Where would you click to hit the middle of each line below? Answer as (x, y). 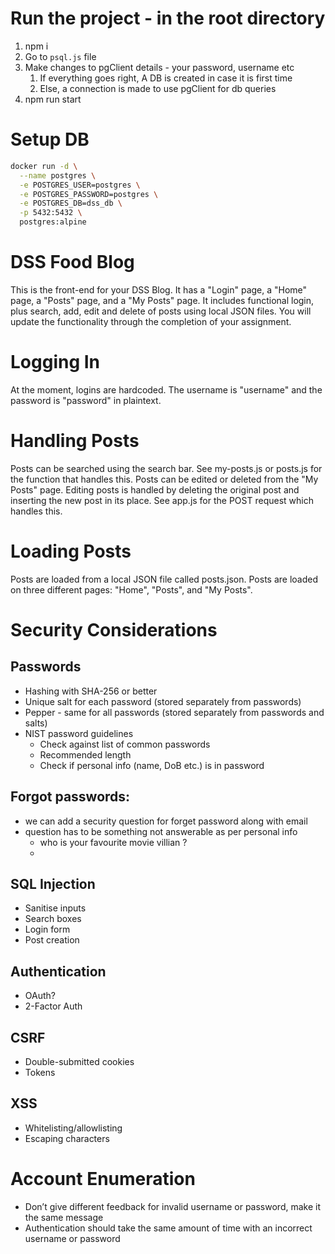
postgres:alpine (53, 222)
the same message (64, 1217)
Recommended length (85, 754)
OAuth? (40, 996)
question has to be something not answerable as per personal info (161, 831)
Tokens (40, 1072)
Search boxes (53, 919)
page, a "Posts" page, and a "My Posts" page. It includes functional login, (162, 300)
